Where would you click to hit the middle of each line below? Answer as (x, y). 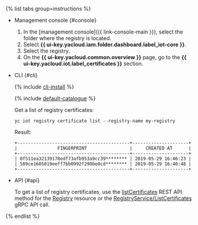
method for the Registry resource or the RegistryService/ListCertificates (103, 198)
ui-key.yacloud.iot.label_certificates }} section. (83, 63)
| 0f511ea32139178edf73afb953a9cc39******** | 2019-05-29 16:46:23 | (103, 159)
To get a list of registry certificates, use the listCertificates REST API (98, 192)
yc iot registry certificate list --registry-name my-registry (95, 121)
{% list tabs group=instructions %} (48, 9)
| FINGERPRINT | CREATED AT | (103, 148)
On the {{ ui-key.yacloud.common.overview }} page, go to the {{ (105, 57)
